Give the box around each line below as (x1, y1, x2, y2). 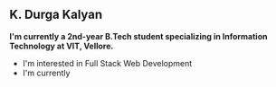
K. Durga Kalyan (9, 7, 103, 22)
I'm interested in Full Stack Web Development (22, 57, 193, 68)
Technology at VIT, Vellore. (9, 40, 114, 51)
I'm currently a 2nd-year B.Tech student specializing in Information (9, 30, 268, 41)
